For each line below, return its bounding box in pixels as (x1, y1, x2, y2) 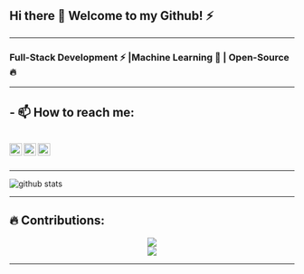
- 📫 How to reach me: (9, 104, 135, 120)
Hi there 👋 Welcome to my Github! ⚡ (9, 8, 214, 24)
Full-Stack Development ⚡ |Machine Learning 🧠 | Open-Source (9, 51, 290, 63)
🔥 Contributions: (9, 213, 106, 229)
